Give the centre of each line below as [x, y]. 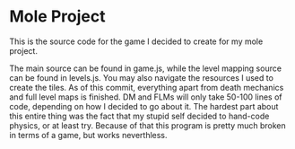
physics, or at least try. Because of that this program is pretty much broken [148, 125]
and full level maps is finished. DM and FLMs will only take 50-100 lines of [146, 97]
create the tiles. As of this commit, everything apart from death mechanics [147, 87]
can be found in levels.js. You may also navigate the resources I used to [141, 77]
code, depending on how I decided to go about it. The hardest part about [144, 106]
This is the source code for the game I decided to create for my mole [136, 41]
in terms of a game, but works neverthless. [88, 135]
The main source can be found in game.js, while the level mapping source [146, 68]
